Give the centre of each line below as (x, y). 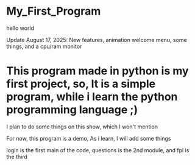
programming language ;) (72, 110)
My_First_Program (54, 11)
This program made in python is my (97, 71)
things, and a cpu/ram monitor (44, 46)
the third (17, 156)
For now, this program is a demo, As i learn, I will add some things (89, 138)
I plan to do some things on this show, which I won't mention (82, 127)
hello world (20, 28)
